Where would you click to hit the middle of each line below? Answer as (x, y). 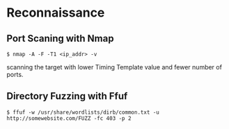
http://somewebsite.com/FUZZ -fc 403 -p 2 (69, 118)
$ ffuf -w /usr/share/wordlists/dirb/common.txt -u (83, 112)
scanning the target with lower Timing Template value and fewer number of (114, 67)
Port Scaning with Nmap (60, 38)
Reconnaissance (56, 13)
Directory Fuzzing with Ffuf (67, 96)
